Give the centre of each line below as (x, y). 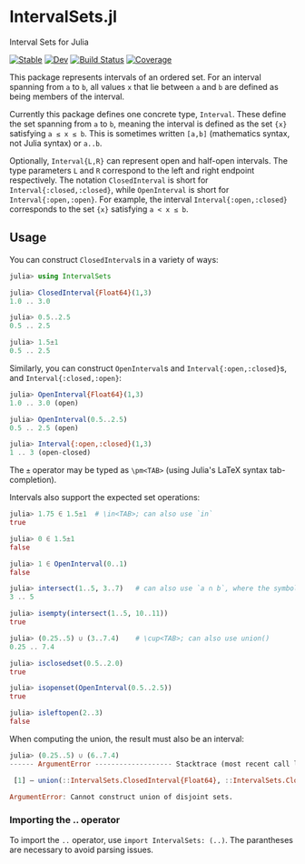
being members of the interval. (67, 96)
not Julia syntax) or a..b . (56, 143)
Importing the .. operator (65, 820)
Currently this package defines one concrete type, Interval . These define (148, 114)
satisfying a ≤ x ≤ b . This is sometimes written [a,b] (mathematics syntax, (150, 133)
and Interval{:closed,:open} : (66, 377)
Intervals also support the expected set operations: (105, 497)
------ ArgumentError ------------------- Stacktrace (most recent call (150, 764)
